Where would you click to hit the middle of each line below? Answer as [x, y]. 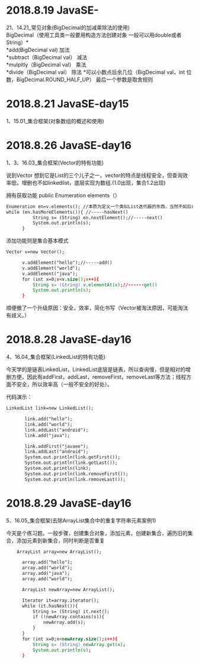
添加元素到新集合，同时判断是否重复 [60, 540]
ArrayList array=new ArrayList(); [59, 552]
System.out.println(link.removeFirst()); [76, 474]
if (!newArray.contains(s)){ [68, 617]
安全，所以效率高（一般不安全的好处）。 [64, 384]
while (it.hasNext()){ [50, 606]
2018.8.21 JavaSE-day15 [68, 104]
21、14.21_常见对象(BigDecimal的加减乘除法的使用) [68, 27]
